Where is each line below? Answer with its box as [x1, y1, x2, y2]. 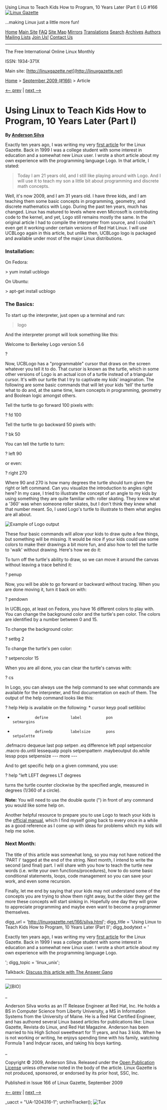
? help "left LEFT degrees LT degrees [5, 772, 81, 778]
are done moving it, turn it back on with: [5, 586, 87, 592]
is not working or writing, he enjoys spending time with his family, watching [5, 1035, 159, 1041]
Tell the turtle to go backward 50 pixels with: [5, 421, 96, 427]
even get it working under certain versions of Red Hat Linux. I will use [5, 224, 148, 230]
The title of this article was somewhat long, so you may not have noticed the [5, 852, 162, 858]
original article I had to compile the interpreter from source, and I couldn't [5, 219, 156, 225]
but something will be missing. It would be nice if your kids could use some [5, 536, 159, 542]
